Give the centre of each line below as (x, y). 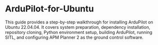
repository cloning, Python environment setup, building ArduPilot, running (79, 32)
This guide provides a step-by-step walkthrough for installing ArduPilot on (79, 22)
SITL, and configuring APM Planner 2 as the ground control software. (74, 37)
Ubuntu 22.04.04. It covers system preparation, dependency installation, (78, 27)
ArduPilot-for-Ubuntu (49, 9)
